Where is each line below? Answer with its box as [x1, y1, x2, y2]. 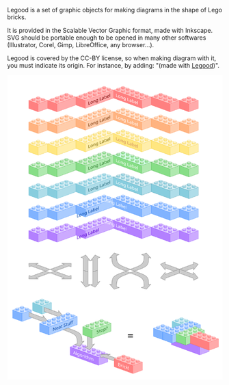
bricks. [7, 13, 27, 21]
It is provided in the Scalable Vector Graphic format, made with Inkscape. [7, 27, 213, 34]
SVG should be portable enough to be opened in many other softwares [7, 34, 206, 42]
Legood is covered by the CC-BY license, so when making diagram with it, [7, 54, 217, 62]
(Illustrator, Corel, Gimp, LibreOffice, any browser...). [7, 41, 154, 49]
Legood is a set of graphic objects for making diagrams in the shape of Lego [7, 6, 223, 14]
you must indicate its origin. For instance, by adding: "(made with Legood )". [7, 62, 220, 69]
